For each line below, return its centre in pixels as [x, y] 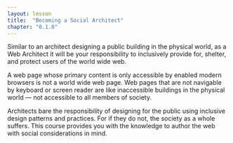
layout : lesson [29, 14]
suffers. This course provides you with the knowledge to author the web [111, 126]
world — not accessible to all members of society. [80, 97]
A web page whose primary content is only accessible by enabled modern [115, 75]
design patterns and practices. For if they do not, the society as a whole [111, 118]
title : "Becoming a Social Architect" [66, 20]
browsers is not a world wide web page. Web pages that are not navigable [115, 83]
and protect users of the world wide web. [67, 62]
